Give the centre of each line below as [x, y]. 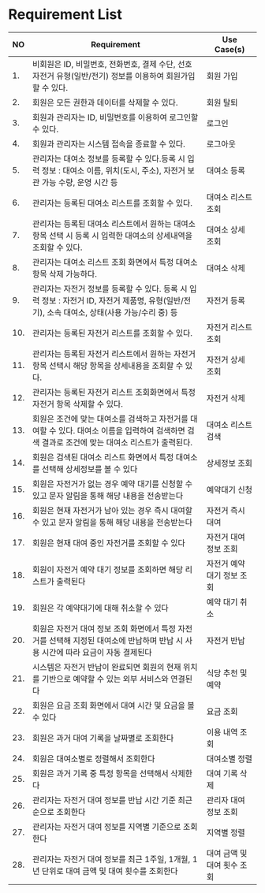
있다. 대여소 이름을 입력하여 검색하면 [121, 430]
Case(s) [230, 49]
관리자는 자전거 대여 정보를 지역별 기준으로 [107, 827]
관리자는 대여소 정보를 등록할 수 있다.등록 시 [109, 158]
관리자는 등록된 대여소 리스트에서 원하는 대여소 [114, 224]
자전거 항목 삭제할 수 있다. [78, 404]
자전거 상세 [226, 359]
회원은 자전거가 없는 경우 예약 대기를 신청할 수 [113, 484]
